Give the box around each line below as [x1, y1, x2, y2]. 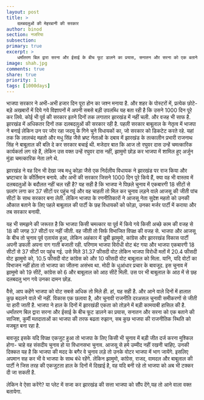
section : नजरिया [6, 32, 44, 38]
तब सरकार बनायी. [6, 209, 41, 215]
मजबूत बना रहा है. [6, 322, 41, 329]
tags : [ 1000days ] [6, 83, 51, 89]
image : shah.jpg [6, 60, 47, 66]
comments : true [6, 65, 45, 72]
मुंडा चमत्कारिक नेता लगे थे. [6, 155, 59, 162]
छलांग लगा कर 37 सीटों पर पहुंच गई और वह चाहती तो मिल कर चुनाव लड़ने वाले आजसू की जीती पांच [6, 188, 198, 194]
